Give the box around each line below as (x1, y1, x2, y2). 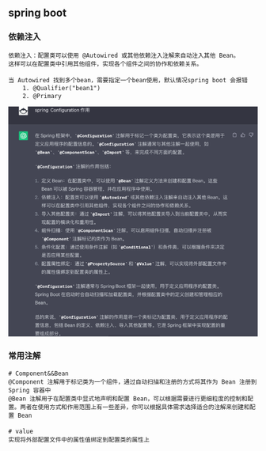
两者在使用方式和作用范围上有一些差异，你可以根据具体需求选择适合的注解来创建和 (19, 404, 250, 411)
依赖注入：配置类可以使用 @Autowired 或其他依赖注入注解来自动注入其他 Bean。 (8, 51, 240, 59)
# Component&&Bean (8, 370, 69, 378)
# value (8, 427, 34, 436)
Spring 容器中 (8, 387, 51, 395)
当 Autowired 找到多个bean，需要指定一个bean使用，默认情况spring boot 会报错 (8, 76, 248, 84)
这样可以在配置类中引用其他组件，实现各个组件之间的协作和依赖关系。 (8, 59, 203, 68)
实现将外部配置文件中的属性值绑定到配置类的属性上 (8, 436, 150, 444)
